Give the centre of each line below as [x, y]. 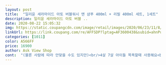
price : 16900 [19, 46]
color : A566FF [20, 42]
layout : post [19, 10]
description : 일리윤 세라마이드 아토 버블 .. [46, 19]
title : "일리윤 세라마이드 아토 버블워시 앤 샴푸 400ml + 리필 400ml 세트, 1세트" [82, 14]
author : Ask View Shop [28, 50]
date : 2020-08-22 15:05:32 [33, 23]
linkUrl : [14, 32]
